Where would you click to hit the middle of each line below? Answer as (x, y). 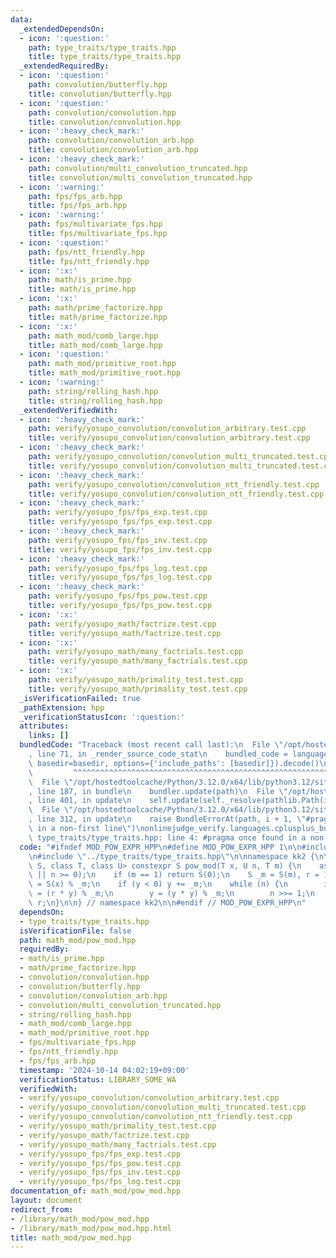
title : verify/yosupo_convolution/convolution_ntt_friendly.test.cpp (176, 494)
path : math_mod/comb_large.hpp (93, 336)
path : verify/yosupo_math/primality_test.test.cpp (136, 680)
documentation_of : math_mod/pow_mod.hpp (96, 1191)
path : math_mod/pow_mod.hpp (78, 940)
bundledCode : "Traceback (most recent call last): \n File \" (151, 745)
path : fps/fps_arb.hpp (75, 196)
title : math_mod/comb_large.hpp (95, 345)
